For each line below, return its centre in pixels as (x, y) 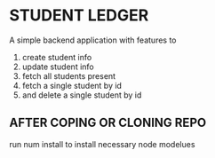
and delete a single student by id (82, 95)
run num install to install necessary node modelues (102, 144)
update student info (58, 67)
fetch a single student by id (72, 85)
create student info (57, 57)
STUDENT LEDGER (79, 16)
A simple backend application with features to (93, 40)
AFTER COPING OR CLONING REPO (108, 123)
